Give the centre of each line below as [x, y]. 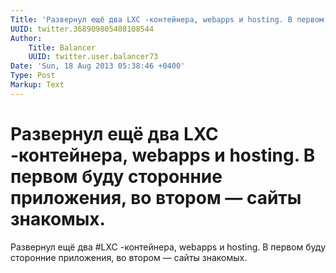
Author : [26, 38]
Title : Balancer [62, 47]
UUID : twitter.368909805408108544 [82, 29]
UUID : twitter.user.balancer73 [93, 57]
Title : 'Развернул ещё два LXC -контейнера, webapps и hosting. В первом [167, 19]
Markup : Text [37, 85]
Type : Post [33, 76]
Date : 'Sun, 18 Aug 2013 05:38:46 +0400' [98, 66]
